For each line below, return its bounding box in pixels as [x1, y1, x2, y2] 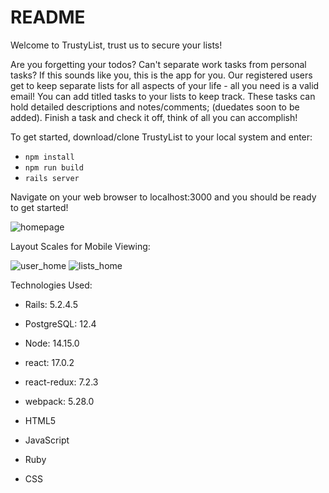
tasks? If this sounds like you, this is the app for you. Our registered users [10, 69, 313, 81]
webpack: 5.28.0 [24, 395, 95, 407]
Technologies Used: [10, 279, 93, 291]
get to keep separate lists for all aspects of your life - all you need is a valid [10, 79, 320, 91]
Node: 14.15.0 [24, 337, 80, 349]
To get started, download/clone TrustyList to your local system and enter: [10, 131, 313, 143]
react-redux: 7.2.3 [24, 376, 99, 388]
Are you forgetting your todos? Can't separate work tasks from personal [10, 58, 307, 70]
